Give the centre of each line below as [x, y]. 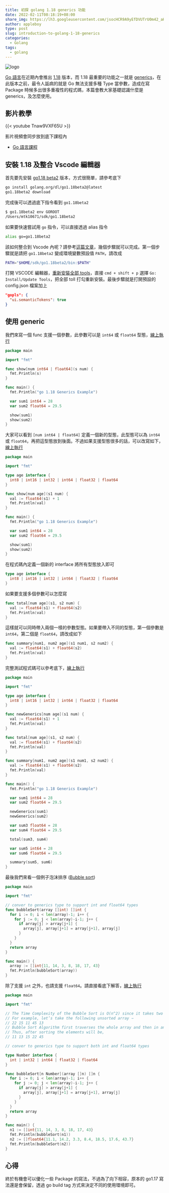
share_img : [17, 19]
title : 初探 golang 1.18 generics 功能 [46, 10]
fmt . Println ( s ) [26, 374]
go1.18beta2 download [28, 192]
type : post [17, 29]
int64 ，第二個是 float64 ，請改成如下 [44, 634]
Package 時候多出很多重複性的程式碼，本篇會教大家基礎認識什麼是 [74, 90]
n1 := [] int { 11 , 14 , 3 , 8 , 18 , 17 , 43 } [52, 1130]
